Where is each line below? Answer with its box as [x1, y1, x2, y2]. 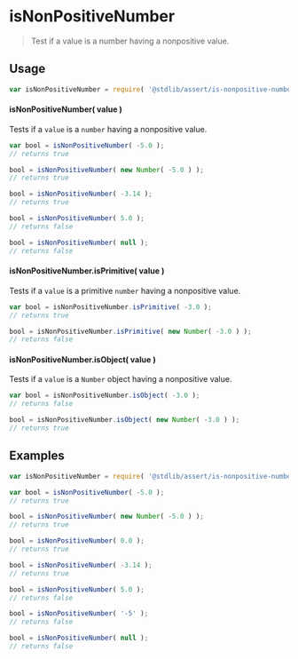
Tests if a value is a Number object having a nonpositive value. [9, 374, 232, 385]
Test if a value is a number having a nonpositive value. [30, 36, 230, 46]
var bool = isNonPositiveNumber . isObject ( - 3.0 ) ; [9, 391, 200, 401]
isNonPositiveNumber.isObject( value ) [9, 353, 157, 365]
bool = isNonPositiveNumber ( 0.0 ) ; [9, 536, 145, 545]
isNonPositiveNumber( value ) [9, 104, 122, 115]
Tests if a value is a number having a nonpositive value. [9, 123, 208, 134]
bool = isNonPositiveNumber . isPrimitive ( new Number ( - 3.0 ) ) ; [9, 327, 252, 336]
